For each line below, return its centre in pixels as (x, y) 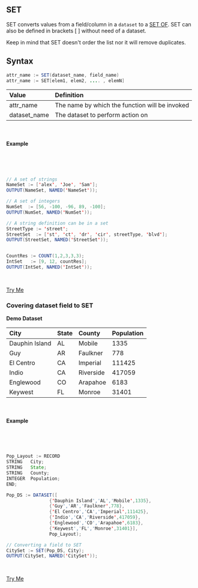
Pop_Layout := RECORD (33, 456)
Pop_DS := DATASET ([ (32, 495)
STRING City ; (25, 462)
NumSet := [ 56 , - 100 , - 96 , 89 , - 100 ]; (56, 207)
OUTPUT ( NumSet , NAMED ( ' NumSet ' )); (49, 212)
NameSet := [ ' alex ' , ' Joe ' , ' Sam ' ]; (52, 185)
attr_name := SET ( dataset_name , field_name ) (63, 75)
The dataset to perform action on (101, 115)
